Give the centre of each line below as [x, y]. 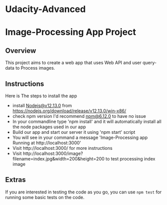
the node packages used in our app [49, 127]
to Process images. [35, 68]
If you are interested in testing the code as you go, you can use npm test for [83, 192]
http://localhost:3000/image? [53, 153]
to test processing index [130, 159]
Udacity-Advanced [46, 9]
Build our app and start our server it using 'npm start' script [74, 132]
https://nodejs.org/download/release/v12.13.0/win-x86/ [69, 111]
